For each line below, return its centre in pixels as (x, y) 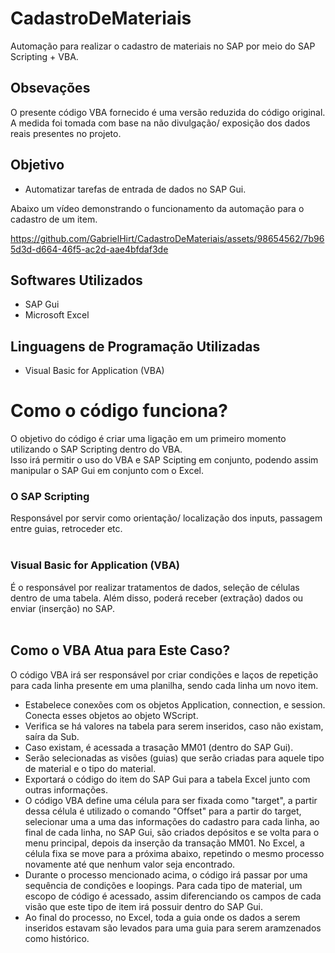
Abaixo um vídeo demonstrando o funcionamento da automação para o (157, 208)
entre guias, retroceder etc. (66, 529)
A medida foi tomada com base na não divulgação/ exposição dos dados (160, 123)
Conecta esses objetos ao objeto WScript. (111, 715)
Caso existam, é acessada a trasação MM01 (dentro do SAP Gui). (159, 747)
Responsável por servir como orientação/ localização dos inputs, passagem (166, 518)
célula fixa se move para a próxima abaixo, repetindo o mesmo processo (174, 853)
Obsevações (50, 88)
